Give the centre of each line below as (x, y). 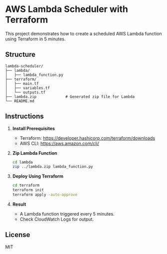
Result (19, 204)
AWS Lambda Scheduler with (67, 9)
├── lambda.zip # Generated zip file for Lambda (70, 97)
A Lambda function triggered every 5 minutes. (67, 214)
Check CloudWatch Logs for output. (57, 219)
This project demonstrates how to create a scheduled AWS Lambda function (83, 33)
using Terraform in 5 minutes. (35, 39)
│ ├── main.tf (22, 83)
